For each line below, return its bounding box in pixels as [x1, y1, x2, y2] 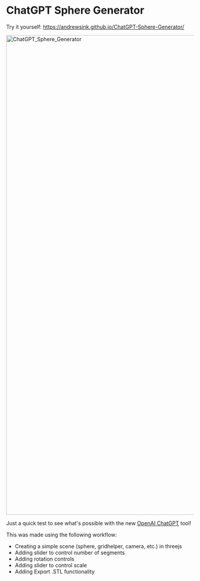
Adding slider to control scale [14, 561, 87, 568]
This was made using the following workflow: [6, 531, 117, 538]
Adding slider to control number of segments [14, 549, 125, 556]
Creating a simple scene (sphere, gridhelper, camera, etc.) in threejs [14, 542, 183, 549]
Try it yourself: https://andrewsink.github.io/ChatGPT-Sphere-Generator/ [6, 23, 185, 30]
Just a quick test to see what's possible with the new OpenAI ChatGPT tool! [6, 519, 192, 527]
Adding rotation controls [14, 555, 74, 563]
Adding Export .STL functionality [14, 568, 95, 575]
